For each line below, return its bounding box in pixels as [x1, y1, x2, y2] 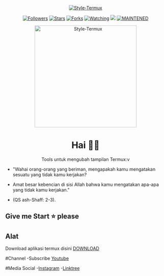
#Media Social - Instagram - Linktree [5, 265, 80, 271]
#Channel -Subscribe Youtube [5, 255, 69, 262]
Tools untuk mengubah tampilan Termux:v [41, 156, 130, 162]
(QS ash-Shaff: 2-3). [12, 197, 56, 203]
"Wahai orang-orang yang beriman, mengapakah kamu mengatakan [12, 166, 156, 172]
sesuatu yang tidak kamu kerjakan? [12, 171, 87, 178]
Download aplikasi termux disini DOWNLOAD [5, 245, 99, 252]
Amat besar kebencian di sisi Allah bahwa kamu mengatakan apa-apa [12, 181, 159, 187]
